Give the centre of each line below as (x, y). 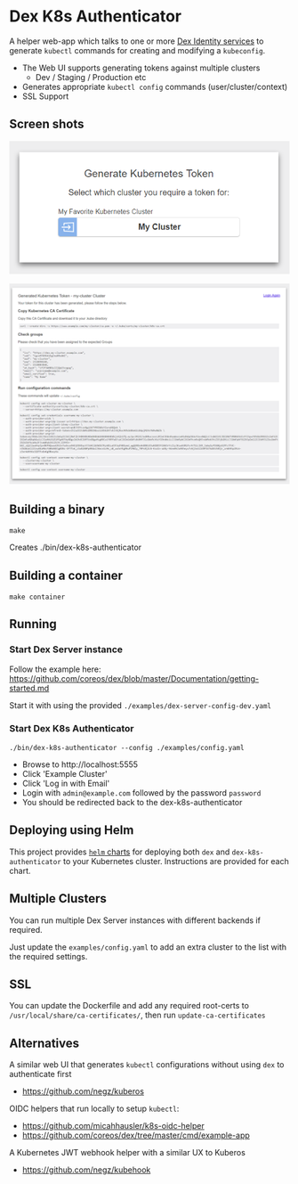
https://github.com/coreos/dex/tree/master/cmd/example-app (136, 1135)
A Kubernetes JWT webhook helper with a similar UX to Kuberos (128, 1153)
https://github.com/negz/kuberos (83, 1091)
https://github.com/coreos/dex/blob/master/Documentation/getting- (134, 678)
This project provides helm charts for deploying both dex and (120, 852)
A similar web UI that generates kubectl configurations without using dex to (147, 1065)
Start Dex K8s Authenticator (72, 728)
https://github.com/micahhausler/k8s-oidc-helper (113, 1126)
